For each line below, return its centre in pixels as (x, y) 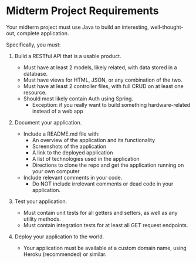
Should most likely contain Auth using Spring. (78, 99)
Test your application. (41, 201)
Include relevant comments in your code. (73, 177)
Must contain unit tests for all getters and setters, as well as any (100, 213)
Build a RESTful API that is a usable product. (68, 56)
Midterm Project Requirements (83, 11)
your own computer (56, 171)
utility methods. (42, 219)
